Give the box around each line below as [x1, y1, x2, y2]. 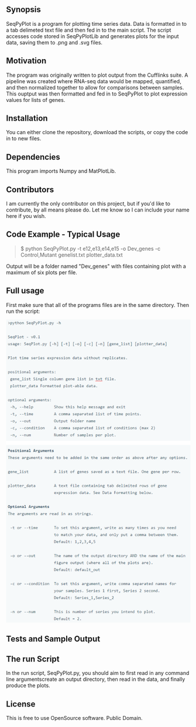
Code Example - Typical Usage [6, 230, 121, 240]
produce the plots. [6, 682, 51, 689]
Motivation [6, 56, 47, 66]
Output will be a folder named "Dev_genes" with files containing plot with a [6, 262, 186, 269]
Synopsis [6, 5, 41, 15]
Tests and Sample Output [6, 634, 101, 644]
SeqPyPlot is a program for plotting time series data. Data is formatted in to [6, 20, 187, 27]
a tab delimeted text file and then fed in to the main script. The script [6, 26, 171, 33]
